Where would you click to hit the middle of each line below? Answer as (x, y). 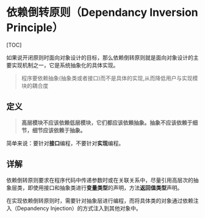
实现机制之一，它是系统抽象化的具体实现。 (65, 65)
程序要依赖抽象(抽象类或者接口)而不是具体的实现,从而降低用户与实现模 (110, 78)
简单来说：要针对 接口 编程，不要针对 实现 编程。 (65, 143)
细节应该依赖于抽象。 (59, 130)
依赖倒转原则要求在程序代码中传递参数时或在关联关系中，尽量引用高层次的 (100, 180)
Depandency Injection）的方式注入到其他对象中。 (79, 208)
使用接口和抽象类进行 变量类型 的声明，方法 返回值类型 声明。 (108, 188)
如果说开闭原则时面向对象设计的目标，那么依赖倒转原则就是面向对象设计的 (100, 57)
